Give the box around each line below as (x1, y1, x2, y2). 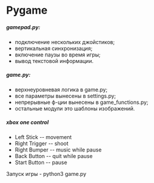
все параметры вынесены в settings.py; (14, 93, 116, 100)
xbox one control (6, 118, 49, 125)
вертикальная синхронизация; (14, 45, 93, 52)
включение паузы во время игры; (14, 51, 101, 58)
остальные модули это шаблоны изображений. (14, 105, 135, 112)
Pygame (6, 4, 48, 17)
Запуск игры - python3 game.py (6, 171, 87, 178)
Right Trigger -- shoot (14, 140, 69, 147)
